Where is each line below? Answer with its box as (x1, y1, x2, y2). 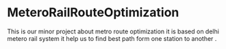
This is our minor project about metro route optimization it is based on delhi (7, 27, 219, 35)
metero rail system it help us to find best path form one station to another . (7, 34, 217, 42)
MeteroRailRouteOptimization (7, 5, 179, 20)
